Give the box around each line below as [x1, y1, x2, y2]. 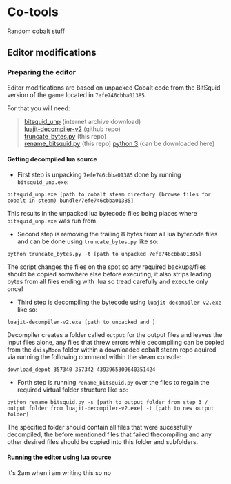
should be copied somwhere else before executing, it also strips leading [7, 270, 212, 278]
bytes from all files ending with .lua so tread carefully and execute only [7, 277, 208, 285]
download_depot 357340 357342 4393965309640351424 [7, 366, 156, 373]
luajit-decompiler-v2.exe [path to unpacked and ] [7, 319, 156, 325]
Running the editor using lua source [7, 453, 112, 462]
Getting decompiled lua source [7, 155, 98, 163]
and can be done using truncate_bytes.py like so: [17, 237, 159, 245]
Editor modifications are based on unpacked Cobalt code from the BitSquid [7, 83, 221, 92]
